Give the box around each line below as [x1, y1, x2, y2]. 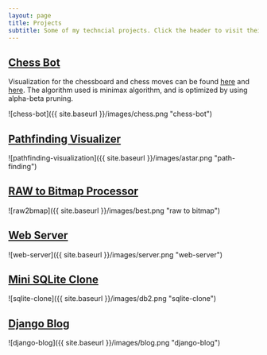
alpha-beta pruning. [8, 94, 74, 103]
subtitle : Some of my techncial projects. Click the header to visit [8, 26, 244, 34]
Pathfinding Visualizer [8, 132, 122, 145]
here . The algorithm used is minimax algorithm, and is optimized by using [8, 85, 248, 95]
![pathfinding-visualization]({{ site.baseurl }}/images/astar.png [8, 153, 213, 163]
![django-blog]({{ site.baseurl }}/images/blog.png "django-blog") [8, 338, 221, 348]
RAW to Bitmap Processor [8, 184, 139, 199]
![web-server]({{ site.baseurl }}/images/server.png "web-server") [8, 249, 223, 259]
